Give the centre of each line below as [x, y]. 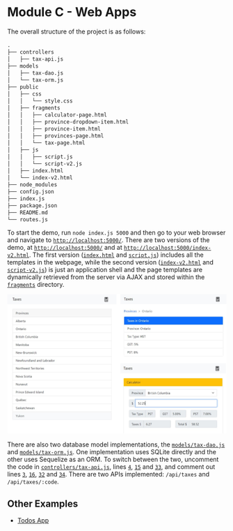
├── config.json [31, 192]
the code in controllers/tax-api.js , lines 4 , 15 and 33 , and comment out [111, 467]
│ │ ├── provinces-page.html [56, 136]
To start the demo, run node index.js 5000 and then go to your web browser [116, 232]
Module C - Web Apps [72, 12]
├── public [23, 87]
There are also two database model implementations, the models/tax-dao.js [116, 444]
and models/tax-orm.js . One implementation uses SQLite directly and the [112, 452]
